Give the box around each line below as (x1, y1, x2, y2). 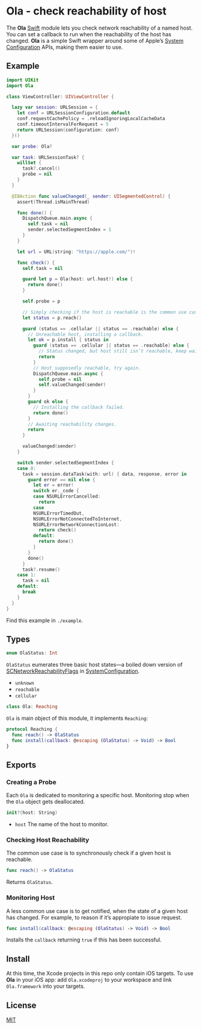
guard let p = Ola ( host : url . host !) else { (22, 276, 133, 282)
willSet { (17, 160, 42, 166)
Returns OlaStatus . (6, 879, 53, 886)
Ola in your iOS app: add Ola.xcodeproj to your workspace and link (6, 976, 173, 984)
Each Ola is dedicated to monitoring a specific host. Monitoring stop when (6, 792, 189, 799)
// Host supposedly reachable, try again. (32, 365, 141, 371)
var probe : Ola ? (11, 143, 52, 149)
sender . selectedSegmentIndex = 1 (28, 226, 112, 233)
